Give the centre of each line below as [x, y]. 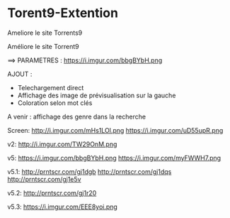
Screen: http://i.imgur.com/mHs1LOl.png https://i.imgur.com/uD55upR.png [115, 130]
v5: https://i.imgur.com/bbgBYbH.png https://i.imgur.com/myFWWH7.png [114, 158]
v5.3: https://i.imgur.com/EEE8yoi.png [63, 207]
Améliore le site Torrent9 [43, 46]
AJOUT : [20, 74]
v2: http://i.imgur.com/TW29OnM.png [62, 144]
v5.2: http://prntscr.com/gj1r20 [52, 192]
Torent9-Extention [63, 13]
